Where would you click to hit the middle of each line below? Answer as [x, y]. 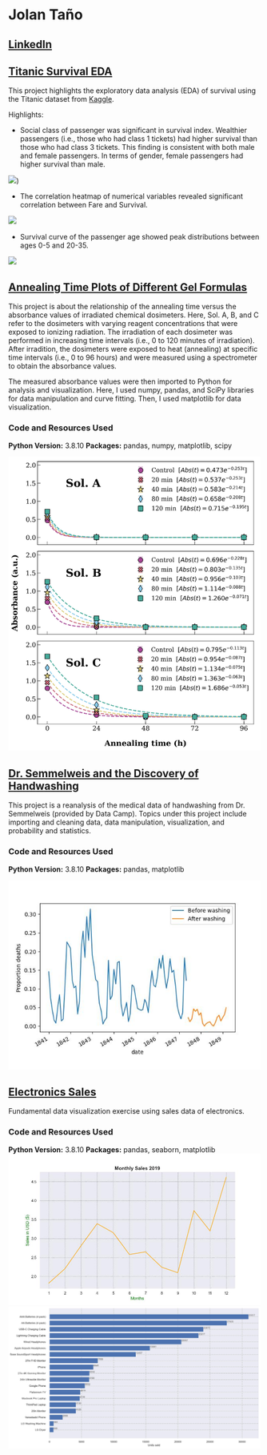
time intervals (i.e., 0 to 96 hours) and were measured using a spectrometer [133, 357]
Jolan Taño [46, 15]
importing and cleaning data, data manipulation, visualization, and [117, 822]
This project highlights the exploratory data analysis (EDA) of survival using [132, 91]
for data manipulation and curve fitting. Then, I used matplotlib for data [125, 399]
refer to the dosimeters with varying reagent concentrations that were [123, 324]
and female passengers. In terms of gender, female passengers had [132, 156]
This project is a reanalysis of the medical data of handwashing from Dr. [127, 805]
